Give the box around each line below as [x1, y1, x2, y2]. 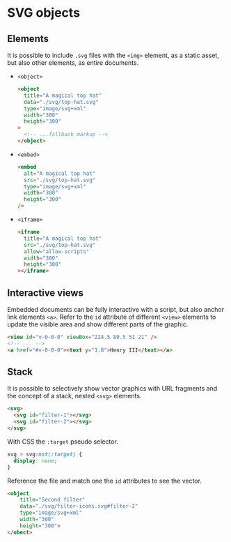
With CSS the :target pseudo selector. [7, 437, 118, 446]
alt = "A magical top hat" [24, 170, 96, 177]
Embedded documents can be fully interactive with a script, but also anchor [7, 305, 225, 313]
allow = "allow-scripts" [24, 248, 90, 255]
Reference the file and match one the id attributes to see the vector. [7, 476, 202, 485]
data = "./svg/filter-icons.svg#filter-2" [19, 503, 138, 510]
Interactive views [7, 287, 83, 299]
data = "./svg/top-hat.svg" [24, 98, 99, 105]
